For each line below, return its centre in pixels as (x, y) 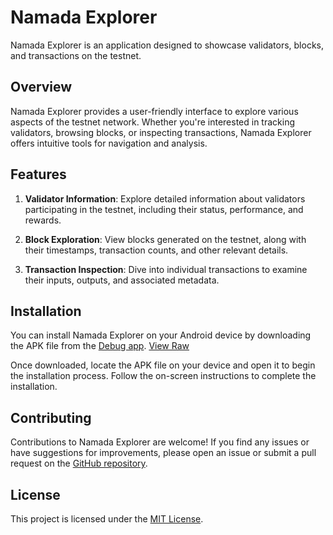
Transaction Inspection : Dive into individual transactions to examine (166, 269)
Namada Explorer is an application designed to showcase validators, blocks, (167, 45)
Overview (41, 87)
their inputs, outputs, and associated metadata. (122, 280)
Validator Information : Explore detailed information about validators (165, 198)
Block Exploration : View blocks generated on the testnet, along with (165, 239)
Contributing (51, 417)
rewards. (43, 220)
